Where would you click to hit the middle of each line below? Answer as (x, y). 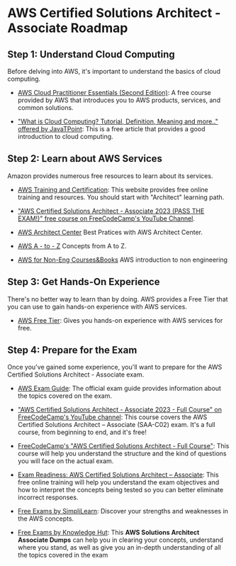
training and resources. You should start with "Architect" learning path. (121, 197)
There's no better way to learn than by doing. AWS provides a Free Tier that (118, 299)
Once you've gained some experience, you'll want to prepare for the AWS (115, 367)
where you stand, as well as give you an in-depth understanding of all (119, 548)
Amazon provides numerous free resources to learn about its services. (110, 176)
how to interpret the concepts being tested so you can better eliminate (120, 490)
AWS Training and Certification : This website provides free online (113, 189)
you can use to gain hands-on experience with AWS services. (97, 306)
